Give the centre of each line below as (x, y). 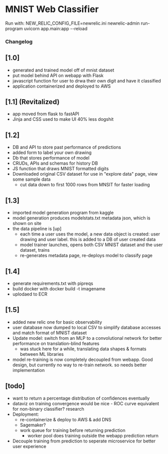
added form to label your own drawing (52, 153)
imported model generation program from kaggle (63, 213)
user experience (29, 446)
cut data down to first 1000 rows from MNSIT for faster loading (85, 185)
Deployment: (26, 414)
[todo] (15, 386)
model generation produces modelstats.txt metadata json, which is (81, 218)
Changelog (19, 41)
